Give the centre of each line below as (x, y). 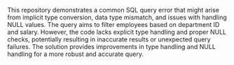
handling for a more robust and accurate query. (75, 54)
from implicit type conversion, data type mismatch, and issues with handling (117, 17)
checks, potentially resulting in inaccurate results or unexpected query (109, 39)
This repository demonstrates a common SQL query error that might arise (113, 10)
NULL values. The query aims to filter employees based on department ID (113, 25)
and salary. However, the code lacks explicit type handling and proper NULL (117, 32)
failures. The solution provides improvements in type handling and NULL (111, 47)
